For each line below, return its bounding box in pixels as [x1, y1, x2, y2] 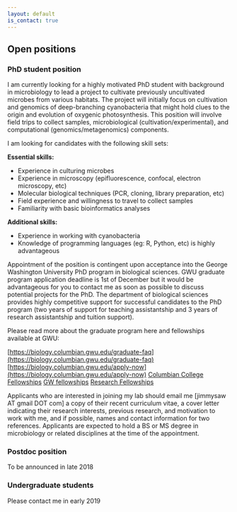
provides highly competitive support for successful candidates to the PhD [7, 298, 222, 306]
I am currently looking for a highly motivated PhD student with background [7, 81, 225, 89]
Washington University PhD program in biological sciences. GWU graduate [7, 268, 225, 277]
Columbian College [148, 371, 204, 379]
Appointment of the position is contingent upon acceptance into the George [7, 260, 228, 269]
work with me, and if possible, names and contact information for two [7, 414, 210, 423]
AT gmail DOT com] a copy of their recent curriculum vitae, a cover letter [7, 399, 220, 407]
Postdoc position [7, 447, 67, 457]
